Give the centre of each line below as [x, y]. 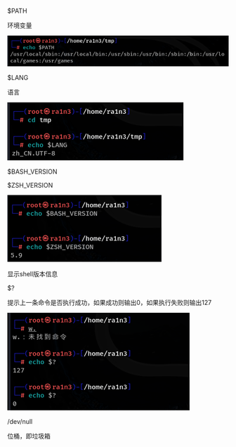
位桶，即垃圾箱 [29, 436]
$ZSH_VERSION [30, 186]
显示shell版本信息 [33, 274]
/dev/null [20, 422]
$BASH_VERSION [32, 171]
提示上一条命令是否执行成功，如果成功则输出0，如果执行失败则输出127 [110, 303]
